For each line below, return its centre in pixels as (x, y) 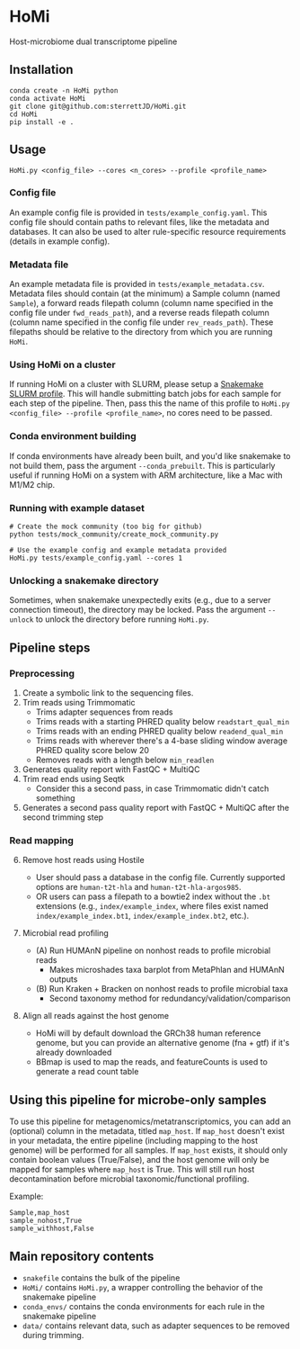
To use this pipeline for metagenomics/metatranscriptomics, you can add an (150, 1121)
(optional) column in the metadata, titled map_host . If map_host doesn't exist (147, 1131)
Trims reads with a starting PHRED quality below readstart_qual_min (163, 722)
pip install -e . (42, 122)
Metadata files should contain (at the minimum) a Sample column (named (145, 293)
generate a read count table (87, 1072)
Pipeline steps (50, 648)
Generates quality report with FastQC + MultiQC (111, 769)
